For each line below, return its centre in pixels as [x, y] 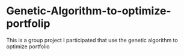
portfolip [28, 24]
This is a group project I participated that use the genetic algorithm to [92, 40]
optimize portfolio [28, 46]
